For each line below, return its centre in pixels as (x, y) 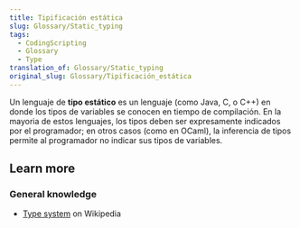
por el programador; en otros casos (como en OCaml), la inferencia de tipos (150, 131)
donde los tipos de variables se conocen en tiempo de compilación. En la (145, 111)
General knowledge (53, 195)
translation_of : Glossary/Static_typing (87, 68)
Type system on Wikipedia (72, 214)
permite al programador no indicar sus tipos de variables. (116, 140)
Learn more (42, 169)
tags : (19, 34)
